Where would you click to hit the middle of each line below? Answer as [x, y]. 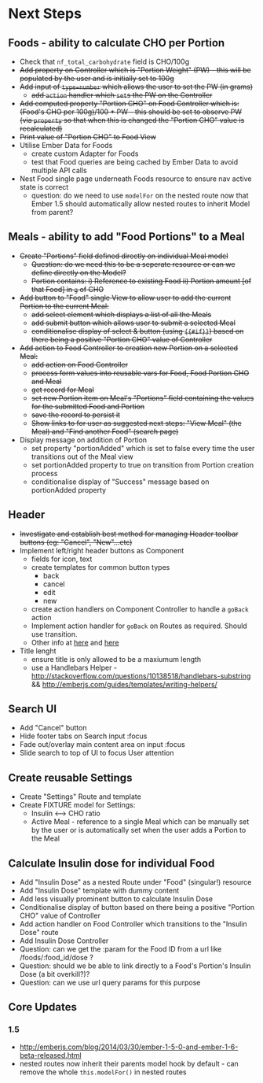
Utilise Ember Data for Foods [66, 145]
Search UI [33, 709]
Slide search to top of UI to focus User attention [97, 753]
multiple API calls [59, 170]
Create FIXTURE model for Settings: [77, 805]
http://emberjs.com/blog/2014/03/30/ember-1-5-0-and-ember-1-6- [129, 1047]
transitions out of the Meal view [82, 456]
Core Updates [42, 1007]
